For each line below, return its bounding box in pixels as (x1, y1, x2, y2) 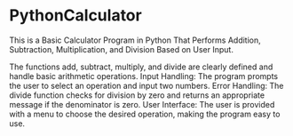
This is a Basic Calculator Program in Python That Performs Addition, (9, 35, 262, 45)
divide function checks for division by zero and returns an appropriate (9, 90, 265, 100)
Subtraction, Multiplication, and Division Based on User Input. (9, 44, 234, 54)
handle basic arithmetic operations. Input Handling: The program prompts (9, 70, 278, 81)
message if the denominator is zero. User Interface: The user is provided (9, 99, 275, 109)
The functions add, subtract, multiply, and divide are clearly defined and (9, 61, 273, 72)
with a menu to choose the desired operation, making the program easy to (9, 108, 281, 119)
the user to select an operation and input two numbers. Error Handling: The (9, 80, 284, 91)
